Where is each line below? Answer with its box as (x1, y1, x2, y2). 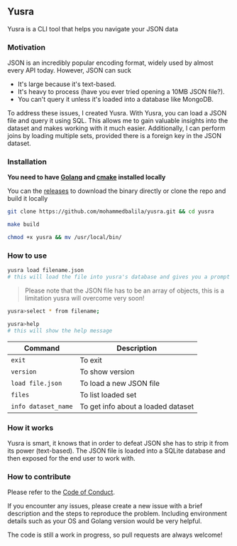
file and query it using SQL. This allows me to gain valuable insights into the (7, 117, 228, 125)
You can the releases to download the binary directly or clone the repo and (7, 187, 226, 195)
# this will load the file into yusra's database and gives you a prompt (7, 273, 231, 280)
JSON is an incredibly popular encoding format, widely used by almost (7, 58, 214, 67)
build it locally (7, 194, 48, 203)
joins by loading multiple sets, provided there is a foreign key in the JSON (7, 132, 222, 140)
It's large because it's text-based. (17, 80, 116, 88)
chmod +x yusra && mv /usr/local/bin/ (7, 234, 122, 241)
